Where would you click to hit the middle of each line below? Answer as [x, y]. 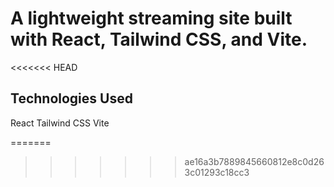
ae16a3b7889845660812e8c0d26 [254, 161]
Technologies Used [71, 98]
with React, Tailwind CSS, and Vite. [159, 39]
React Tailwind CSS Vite [60, 123]
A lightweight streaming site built [151, 18]
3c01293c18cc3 [217, 172]
